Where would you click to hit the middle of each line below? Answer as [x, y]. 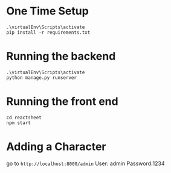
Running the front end [63, 102]
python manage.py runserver [42, 77]
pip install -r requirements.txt [48, 32]
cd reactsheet [24, 118]
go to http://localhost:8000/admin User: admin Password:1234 [85, 163]
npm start [19, 123]
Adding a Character [56, 146]
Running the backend [61, 56]
